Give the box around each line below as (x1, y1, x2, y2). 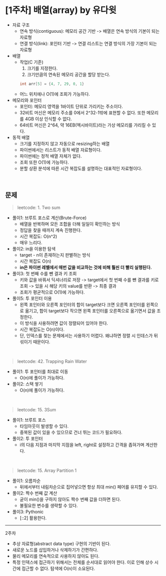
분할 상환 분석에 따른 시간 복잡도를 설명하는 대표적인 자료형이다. (19, 165, 142, 171)
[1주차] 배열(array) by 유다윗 (5, 4, 117, 16)
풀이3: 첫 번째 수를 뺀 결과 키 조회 (12, 270, 77, 276)
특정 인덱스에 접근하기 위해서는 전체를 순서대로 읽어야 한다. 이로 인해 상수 (12, 559, 154, 565)
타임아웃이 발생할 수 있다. (19, 423, 69, 429)
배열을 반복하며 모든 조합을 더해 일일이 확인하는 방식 (19, 221, 120, 227)
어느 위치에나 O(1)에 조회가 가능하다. (19, 91, 90, 97)
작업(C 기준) (19, 59, 43, 65)
